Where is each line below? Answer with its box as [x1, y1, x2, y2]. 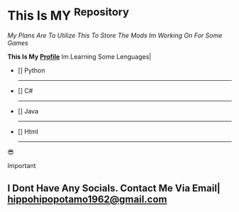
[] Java [17, 107, 39, 116]
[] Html [17, 128, 38, 136]
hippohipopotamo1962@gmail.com [7, 193, 167, 205]
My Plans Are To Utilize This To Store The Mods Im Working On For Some [7, 31, 223, 40]
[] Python [17, 66, 46, 75]
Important [7, 162, 36, 170]
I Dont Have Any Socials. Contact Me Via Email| [7, 182, 221, 194]
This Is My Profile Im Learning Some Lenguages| [7, 52, 152, 61]
